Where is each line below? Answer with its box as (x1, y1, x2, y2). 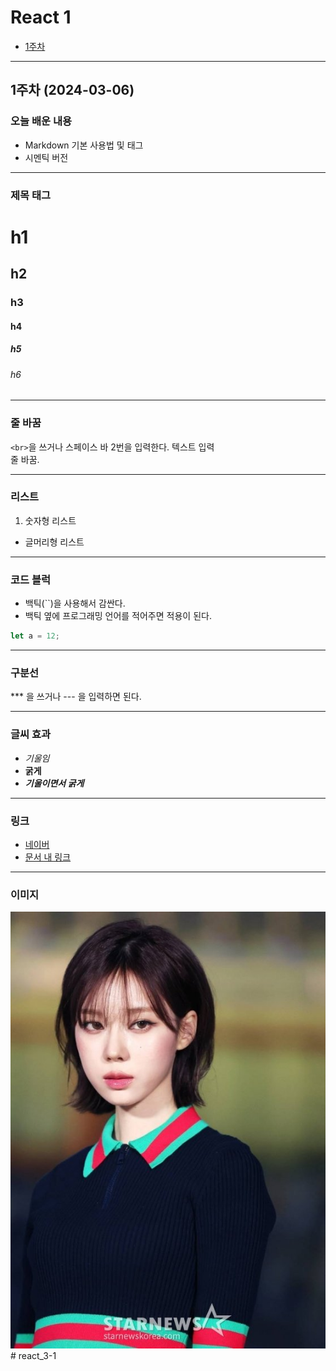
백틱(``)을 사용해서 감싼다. (24, 597, 126, 610)
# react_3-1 (10, 1350, 57, 1362)
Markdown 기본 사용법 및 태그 (24, 139, 144, 151)
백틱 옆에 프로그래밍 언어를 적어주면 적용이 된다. (24, 610, 212, 622)
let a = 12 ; (10, 631, 60, 641)
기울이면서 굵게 (24, 777, 85, 789)
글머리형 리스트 (24, 536, 85, 548)
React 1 (10, 6, 72, 29)
